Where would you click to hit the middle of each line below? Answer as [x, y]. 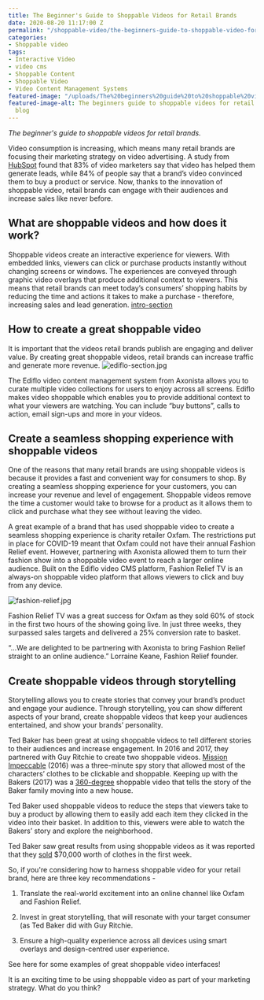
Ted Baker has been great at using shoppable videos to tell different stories [130, 740]
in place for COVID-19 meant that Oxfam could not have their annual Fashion [132, 543]
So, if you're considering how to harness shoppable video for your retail [125, 870]
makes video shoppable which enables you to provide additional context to [129, 397]
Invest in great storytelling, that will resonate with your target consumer [135, 917]
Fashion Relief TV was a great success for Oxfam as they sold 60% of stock [131, 616]
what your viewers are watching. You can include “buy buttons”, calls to [124, 406]
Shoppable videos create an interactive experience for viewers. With [119, 254]
